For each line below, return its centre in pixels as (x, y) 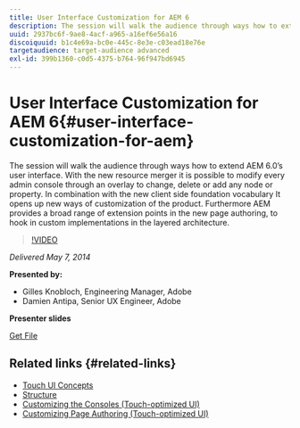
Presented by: (36, 274)
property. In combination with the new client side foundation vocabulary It (145, 193)
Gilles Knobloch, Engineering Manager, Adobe (107, 292)
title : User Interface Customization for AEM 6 (100, 17)
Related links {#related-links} (93, 363)
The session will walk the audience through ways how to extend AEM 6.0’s (146, 165)
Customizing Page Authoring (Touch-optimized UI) (115, 413)
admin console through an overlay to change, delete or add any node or (141, 185)
